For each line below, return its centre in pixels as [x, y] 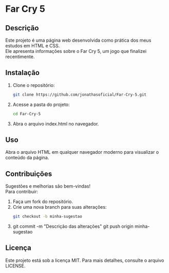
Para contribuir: [22, 192]
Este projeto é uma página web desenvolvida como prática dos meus [78, 40]
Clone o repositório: [34, 85]
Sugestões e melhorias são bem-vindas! [48, 186]
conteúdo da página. [27, 158]
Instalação [23, 73]
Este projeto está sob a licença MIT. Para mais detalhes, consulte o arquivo [85, 260]
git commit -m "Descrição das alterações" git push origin [73, 226]
